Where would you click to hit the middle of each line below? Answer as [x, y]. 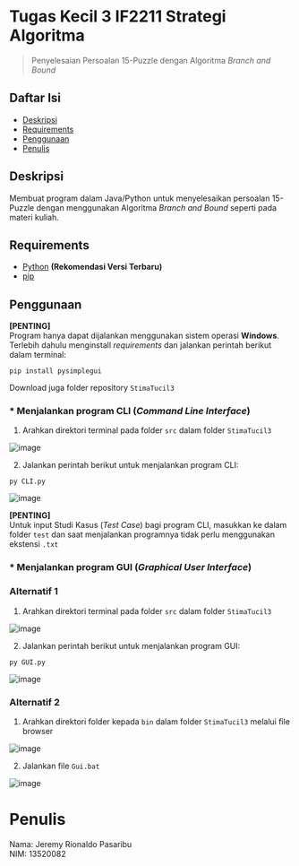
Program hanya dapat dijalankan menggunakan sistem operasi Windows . [145, 336]
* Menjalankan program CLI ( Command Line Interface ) [130, 411]
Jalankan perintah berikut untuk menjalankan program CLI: [130, 465]
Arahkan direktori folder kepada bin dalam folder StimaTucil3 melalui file [156, 722]
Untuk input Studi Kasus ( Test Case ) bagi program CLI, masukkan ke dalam [148, 525]
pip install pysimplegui [56, 371]
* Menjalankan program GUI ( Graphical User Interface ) [131, 567]
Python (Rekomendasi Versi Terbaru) [92, 267]
